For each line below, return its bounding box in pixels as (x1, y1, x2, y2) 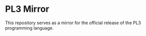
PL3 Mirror (5, 3, 50, 15)
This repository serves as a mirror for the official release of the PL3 (5, 20, 141, 26)
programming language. (5, 25, 54, 31)
